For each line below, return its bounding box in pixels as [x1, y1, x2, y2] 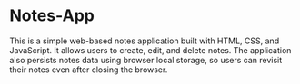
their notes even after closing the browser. [9, 64, 168, 75]
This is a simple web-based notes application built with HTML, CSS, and [9, 35, 280, 46]
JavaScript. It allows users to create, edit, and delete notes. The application [9, 44, 292, 55]
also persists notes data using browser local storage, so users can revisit [9, 54, 283, 65]
